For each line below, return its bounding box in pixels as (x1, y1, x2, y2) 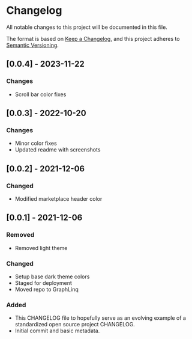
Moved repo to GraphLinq (14, 286, 79, 293)
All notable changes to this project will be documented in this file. (6, 23, 168, 31)
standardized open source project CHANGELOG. (14, 321, 135, 328)
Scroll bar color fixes (14, 91, 67, 98)
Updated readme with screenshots (14, 146, 101, 153)
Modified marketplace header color (14, 195, 103, 202)
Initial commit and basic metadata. (14, 327, 100, 334)
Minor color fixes (14, 139, 57, 147)
